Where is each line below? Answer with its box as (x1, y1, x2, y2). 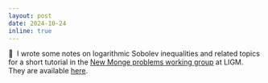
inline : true (8, 27, 52, 35)
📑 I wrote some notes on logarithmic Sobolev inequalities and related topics (8, 49, 260, 59)
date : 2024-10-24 (8, 19, 67, 27)
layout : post (8, 11, 52, 20)
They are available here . (8, 66, 89, 76)
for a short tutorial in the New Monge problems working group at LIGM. (8, 57, 244, 67)
